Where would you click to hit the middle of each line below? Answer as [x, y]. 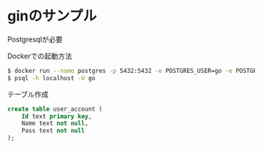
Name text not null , [55, 124]
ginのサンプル [52, 16]
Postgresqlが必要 [35, 39]
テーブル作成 [28, 94]
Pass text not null [53, 131]
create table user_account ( [55, 109]
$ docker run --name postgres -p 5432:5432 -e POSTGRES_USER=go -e [120, 71]
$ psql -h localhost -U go [51, 78]
